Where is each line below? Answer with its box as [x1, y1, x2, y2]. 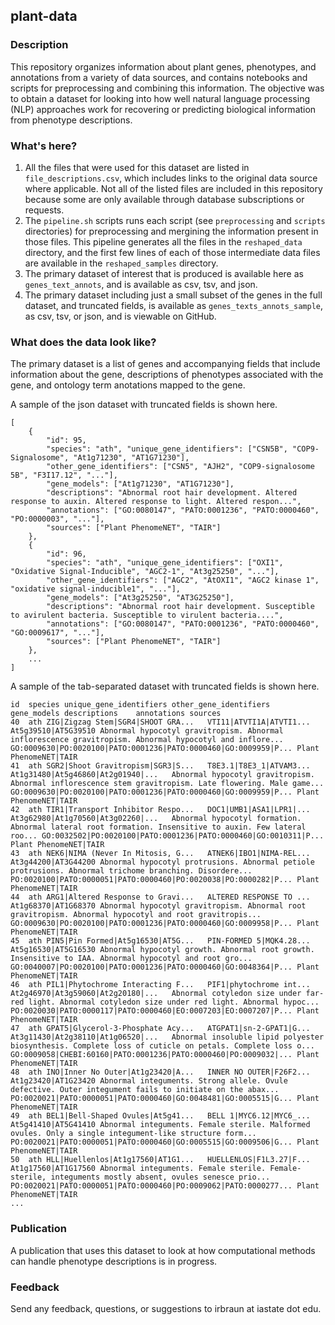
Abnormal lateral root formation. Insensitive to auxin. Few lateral [10, 822, 307, 833]
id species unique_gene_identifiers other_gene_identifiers [10, 700, 271, 710]
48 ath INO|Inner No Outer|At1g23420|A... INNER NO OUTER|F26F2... [10, 1067, 311, 1078]
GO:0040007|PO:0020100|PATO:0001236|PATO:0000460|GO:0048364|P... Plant [10, 962, 320, 973]
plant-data [10, 8, 78, 25]
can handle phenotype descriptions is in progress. [10, 1255, 218, 1267]
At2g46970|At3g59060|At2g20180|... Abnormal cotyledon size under [10, 989, 302, 999]
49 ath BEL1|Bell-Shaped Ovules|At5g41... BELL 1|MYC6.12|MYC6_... [10, 1111, 311, 1121]
